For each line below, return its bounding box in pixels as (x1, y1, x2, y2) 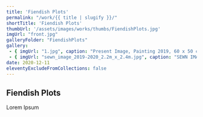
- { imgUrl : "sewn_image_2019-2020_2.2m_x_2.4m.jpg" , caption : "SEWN (8, 54, 188, 60)
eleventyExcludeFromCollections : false (6, 65, 107, 72)
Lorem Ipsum (6, 104, 39, 111)
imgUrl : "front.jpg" (6, 32, 59, 38)
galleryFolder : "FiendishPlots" (6, 37, 88, 43)
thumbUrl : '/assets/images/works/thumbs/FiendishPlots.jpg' (6, 25, 161, 32)
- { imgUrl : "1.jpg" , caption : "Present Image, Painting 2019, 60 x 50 (8, 48, 193, 55)
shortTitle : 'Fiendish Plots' (6, 20, 83, 26)
